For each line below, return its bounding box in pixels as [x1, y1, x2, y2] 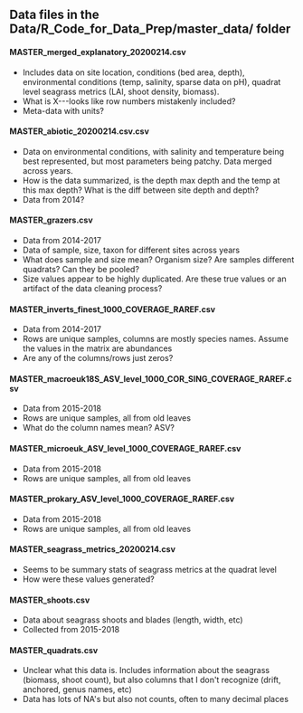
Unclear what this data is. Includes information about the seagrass [22, 665, 270, 676]
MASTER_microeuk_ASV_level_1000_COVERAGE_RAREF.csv [9, 443, 241, 453]
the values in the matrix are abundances [22, 343, 173, 354]
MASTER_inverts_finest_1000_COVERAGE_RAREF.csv [9, 303, 216, 315]
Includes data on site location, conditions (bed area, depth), [22, 67, 246, 78]
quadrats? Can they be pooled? [22, 264, 140, 274]
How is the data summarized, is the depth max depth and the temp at [22, 175, 280, 185]
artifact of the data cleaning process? [22, 283, 163, 293]
